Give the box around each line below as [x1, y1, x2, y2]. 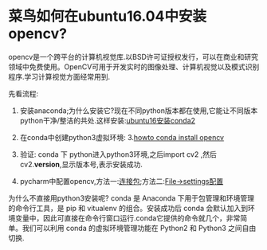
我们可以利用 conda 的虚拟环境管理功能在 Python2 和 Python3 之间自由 [22, 223, 257, 232]
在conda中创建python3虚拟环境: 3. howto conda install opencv [19, 132, 225, 142]
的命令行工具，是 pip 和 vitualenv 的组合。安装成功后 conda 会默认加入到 [8, 203, 249, 213]
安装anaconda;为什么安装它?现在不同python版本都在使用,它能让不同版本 [19, 105, 258, 115]
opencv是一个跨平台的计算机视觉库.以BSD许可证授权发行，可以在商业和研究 [8, 52, 259, 61]
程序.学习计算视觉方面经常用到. [8, 72, 111, 81]
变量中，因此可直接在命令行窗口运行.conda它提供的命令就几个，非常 [14, 213, 241, 223]
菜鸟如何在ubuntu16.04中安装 [8, 7, 207, 25]
